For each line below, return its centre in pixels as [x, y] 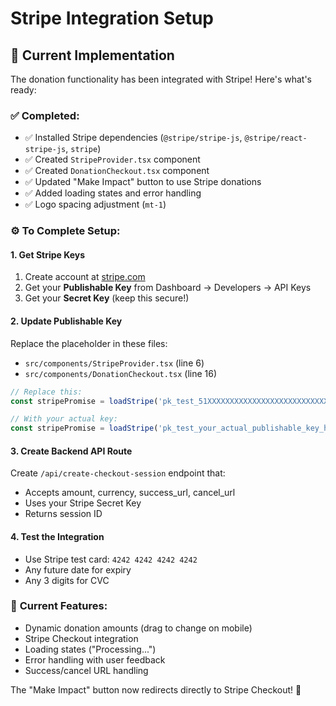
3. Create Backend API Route [71, 451]
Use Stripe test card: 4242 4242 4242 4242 [111, 559]
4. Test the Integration [57, 536]
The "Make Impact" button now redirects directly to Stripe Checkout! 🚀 [156, 689]
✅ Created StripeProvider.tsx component [112, 159]
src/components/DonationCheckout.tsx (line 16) [121, 373]
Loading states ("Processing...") [90, 649]
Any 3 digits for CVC [67, 580]
